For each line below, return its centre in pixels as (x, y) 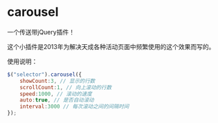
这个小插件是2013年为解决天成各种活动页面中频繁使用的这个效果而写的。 (111, 46)
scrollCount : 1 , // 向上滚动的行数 (66, 87)
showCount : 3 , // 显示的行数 (57, 81)
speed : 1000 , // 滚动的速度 (56, 94)
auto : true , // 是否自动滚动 (57, 100)
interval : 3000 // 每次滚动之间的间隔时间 (74, 107)
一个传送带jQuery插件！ (41, 32)
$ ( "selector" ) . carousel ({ (44, 74)
